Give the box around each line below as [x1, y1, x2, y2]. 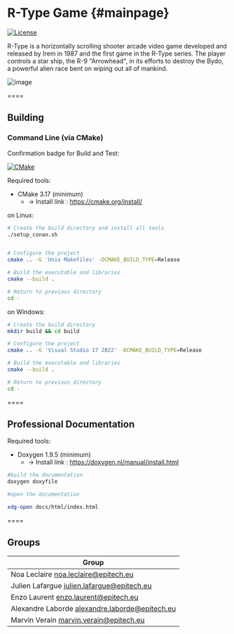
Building [7, 112, 44, 124]
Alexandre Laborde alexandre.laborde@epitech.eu [11, 603, 177, 613]
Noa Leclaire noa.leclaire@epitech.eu [11, 569, 134, 579]
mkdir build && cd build [7, 328, 80, 335]
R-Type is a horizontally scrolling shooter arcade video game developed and [7, 41, 228, 50]
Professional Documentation [7, 418, 135, 430]
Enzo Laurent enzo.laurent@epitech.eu [11, 592, 139, 602]
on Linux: [7, 211, 34, 219]
